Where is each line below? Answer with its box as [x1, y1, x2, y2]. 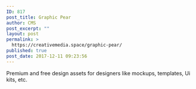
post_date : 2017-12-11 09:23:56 [6, 53, 87, 59]
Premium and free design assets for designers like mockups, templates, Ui [6, 69, 191, 76]
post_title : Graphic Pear [6, 14, 71, 20]
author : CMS [6, 20, 36, 26]
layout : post [6, 31, 39, 37]
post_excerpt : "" [6, 25, 50, 32]
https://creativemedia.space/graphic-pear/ [11, 42, 122, 48]
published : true [6, 48, 47, 54]
